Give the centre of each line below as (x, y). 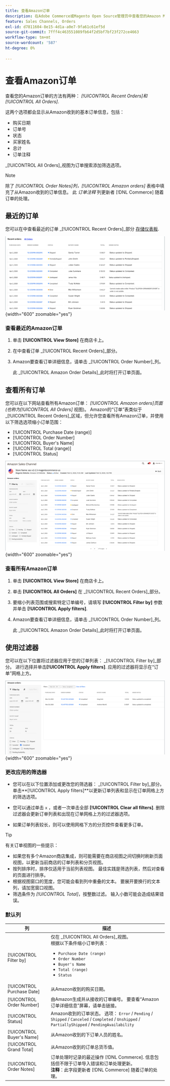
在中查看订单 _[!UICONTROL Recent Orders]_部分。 (66, 351)
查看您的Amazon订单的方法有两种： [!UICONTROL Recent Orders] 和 (76, 96)
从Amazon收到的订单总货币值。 (83, 1047)
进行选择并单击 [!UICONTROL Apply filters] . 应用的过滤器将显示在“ (84, 667)
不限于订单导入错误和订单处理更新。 (97, 1063)
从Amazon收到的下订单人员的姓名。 (88, 1034)
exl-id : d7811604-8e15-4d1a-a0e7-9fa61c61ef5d (55, 27)
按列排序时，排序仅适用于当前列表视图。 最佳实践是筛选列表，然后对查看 (89, 869)
